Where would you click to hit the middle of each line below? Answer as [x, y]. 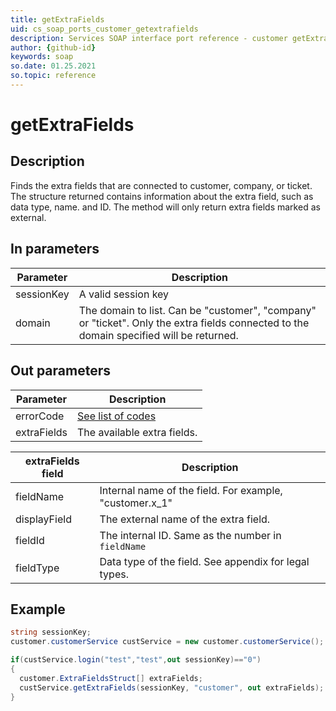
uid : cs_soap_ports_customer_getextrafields [104, 29]
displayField [43, 519]
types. [114, 574]
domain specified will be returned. [158, 335]
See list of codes [117, 416]
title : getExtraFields [57, 19]
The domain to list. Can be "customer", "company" [197, 310]
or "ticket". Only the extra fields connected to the [194, 323]
